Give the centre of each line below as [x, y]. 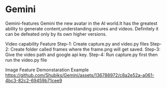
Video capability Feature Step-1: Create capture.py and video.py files [77, 43]
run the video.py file [26, 60]
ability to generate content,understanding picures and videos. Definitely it [82, 28]
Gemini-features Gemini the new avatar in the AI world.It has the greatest [81, 23]
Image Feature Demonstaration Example [47, 70]
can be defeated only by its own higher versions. [56, 34]
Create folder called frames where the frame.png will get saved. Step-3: [85, 49]
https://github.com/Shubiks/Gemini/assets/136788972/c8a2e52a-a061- [80, 75]
